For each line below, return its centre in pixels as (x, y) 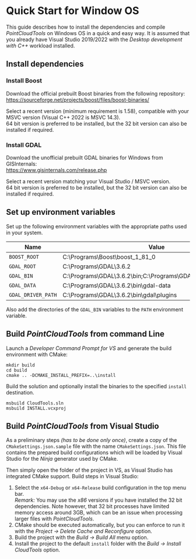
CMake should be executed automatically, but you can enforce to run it (99, 525)
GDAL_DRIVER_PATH (33, 295)
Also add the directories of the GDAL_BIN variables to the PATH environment (95, 309)
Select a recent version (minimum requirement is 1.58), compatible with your (98, 111)
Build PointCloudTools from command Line (85, 334)
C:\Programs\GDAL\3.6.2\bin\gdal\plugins (120, 295)
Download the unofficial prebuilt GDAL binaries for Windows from (85, 157)
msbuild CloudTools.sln (35, 403)
